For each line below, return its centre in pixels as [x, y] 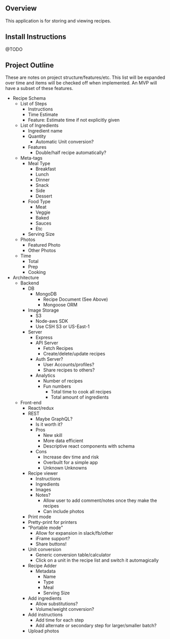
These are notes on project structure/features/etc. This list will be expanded [85, 78]
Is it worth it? [49, 425]
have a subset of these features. [39, 89]
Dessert [44, 196]
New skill [53, 435]
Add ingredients [45, 599]
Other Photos [42, 251]
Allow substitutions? [57, 604]
